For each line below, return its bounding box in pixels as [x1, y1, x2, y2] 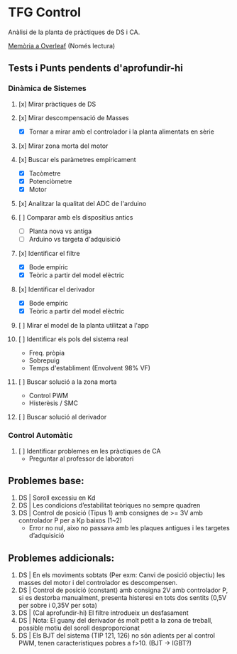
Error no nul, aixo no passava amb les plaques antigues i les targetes [28, 524, 230, 532]
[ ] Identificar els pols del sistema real [18, 335, 128, 343]
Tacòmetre [28, 168, 61, 178]
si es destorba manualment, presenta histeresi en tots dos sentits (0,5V [18, 594, 226, 602]
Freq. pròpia [28, 349, 65, 358]
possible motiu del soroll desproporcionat [18, 623, 140, 633]
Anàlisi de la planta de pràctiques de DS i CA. [8, 28, 140, 36]
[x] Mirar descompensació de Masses [18, 113, 130, 122]
